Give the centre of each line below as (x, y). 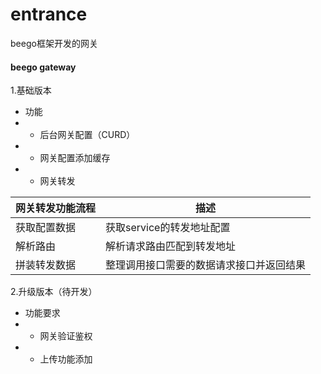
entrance (49, 14)
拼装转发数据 (46, 265)
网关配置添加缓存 (75, 158)
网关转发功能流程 (56, 208)
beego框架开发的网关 (54, 43)
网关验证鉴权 (66, 336)
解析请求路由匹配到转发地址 (171, 246)
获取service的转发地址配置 (168, 228)
